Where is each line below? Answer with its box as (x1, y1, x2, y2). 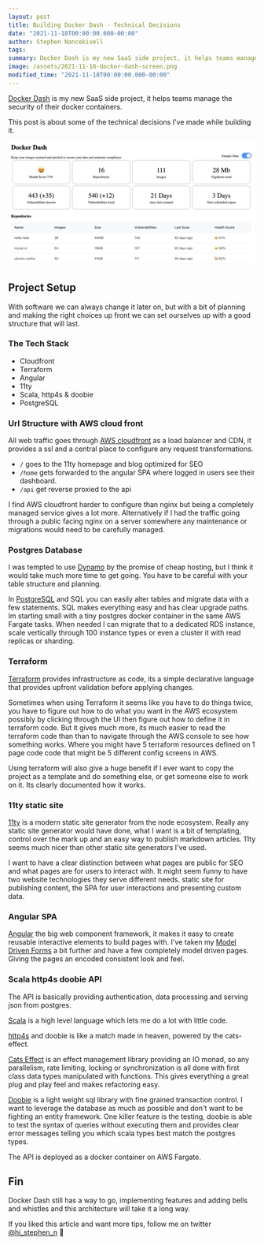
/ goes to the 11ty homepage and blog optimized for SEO (19, 460, 203, 469)
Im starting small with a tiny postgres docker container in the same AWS (8, 611, 241, 621)
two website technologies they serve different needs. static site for (8, 875, 225, 885)
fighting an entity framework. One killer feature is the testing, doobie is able (8, 1112, 253, 1121)
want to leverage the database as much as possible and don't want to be (8, 1103, 244, 1113)
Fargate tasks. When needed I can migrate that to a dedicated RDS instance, (8, 620, 255, 629)
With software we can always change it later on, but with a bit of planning (8, 302, 246, 311)
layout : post (8, 13, 51, 21)
